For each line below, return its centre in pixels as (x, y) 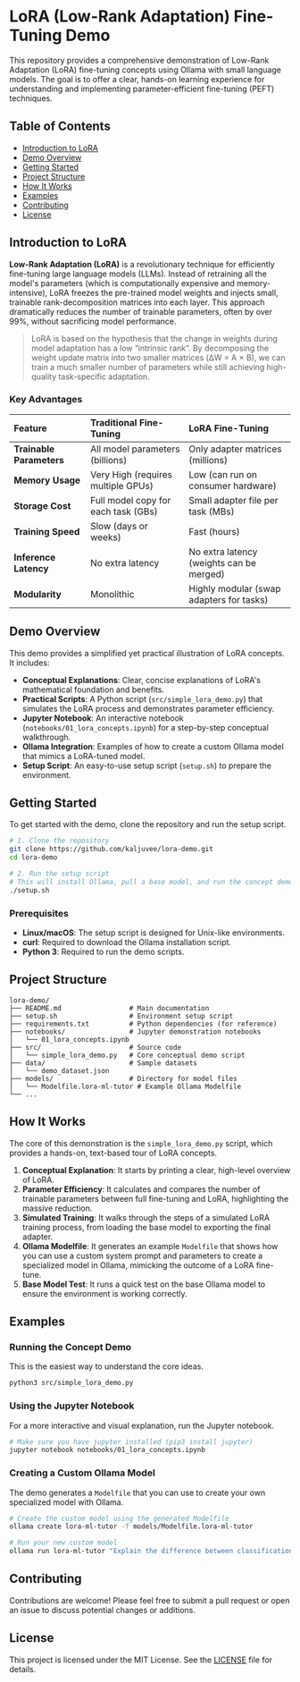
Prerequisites (39, 913)
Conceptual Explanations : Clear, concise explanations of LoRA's (142, 680)
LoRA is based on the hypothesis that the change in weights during (154, 338)
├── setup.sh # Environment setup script (121, 1016)
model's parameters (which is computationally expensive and (122, 283)
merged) (207, 574)
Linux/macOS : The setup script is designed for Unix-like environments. (154, 933)
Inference (35, 557)
